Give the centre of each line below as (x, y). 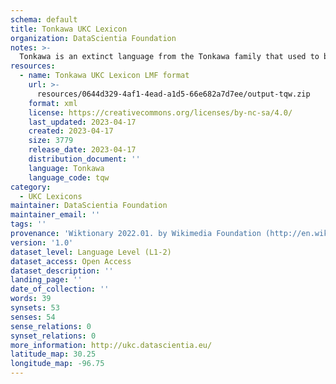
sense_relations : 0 (51, 326)
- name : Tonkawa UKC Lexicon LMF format (104, 76)
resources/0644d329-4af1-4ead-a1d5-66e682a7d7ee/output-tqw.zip (173, 94)
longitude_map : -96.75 (57, 364)
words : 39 (31, 299)
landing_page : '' (46, 280)
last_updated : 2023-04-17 (82, 122)
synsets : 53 (35, 308)
